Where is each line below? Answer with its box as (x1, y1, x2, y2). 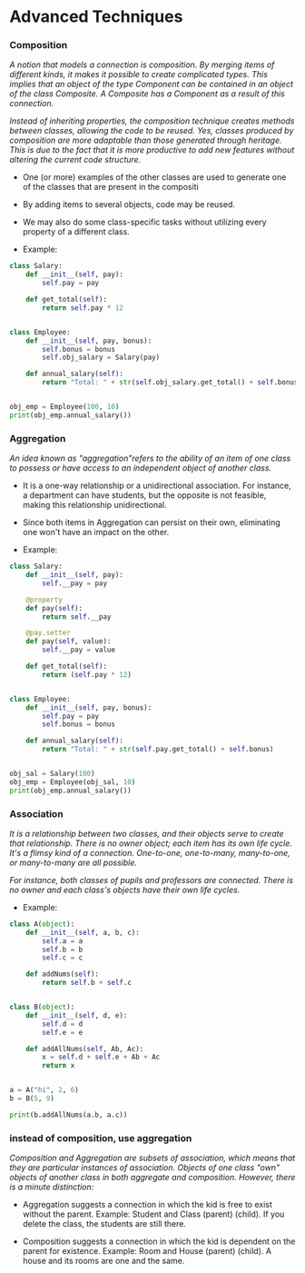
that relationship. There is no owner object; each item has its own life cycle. (9, 838, 293, 849)
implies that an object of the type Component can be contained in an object (9, 79, 293, 90)
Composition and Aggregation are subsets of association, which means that (9, 1152, 296, 1164)
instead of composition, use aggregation (9, 1131, 192, 1144)
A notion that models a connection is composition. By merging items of (9, 59, 275, 70)
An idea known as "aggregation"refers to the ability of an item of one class (9, 453, 291, 464)
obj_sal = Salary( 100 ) (9, 770, 95, 779)
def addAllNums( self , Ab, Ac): (25, 1044, 144, 1053)
